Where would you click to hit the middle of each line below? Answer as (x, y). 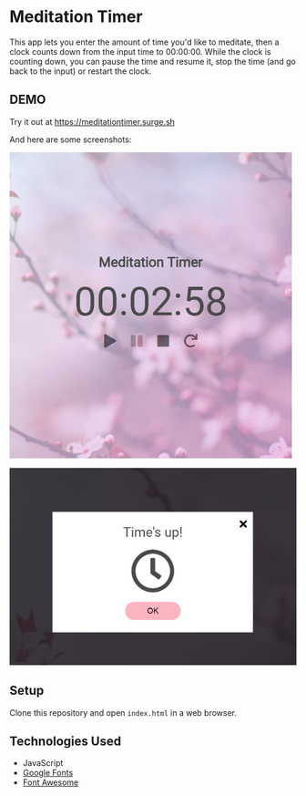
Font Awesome (51, 782)
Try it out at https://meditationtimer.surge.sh (92, 121)
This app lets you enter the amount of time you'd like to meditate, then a (144, 42)
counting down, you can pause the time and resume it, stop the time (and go (153, 61)
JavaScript (43, 763)
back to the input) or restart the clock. (81, 71)
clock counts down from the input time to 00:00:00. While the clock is (140, 51)
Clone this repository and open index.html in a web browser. (123, 712)
